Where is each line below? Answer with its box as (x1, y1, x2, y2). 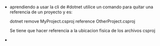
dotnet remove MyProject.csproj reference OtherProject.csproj (9, 19, 135, 24)
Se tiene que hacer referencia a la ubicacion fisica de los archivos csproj (9, 28, 156, 33)
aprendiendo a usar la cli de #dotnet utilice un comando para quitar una (9, 4, 153, 10)
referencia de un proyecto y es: (9, 9, 73, 15)
